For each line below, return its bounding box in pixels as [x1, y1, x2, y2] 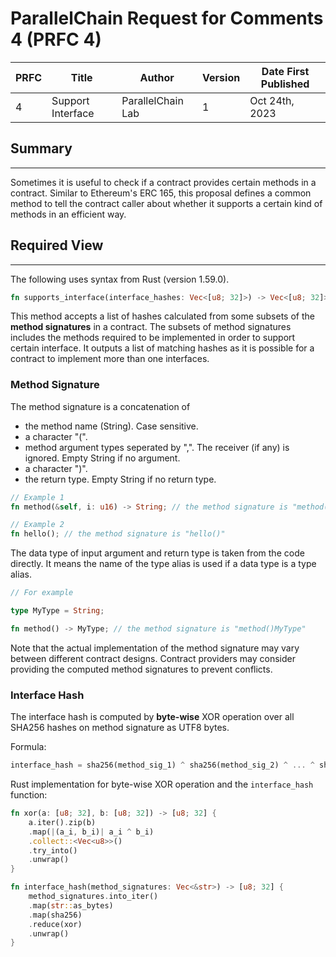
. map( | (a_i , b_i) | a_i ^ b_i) [28, 827, 155, 837]
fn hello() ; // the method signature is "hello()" [10, 529, 226, 539]
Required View [10, 237, 104, 254]
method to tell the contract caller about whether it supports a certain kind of [10, 197, 323, 209]
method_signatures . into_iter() [28, 892, 159, 902]
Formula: [10, 741, 47, 753]
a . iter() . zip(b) [28, 817, 97, 827]
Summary [10, 140, 73, 157]
